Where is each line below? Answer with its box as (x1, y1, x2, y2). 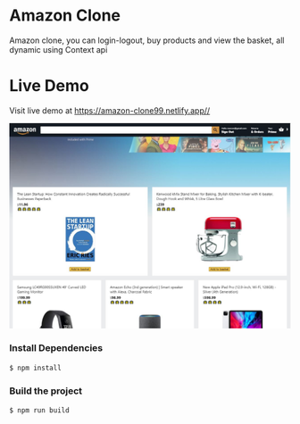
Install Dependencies (9, 342, 104, 354)
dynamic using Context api (9, 44, 108, 54)
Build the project (9, 385, 83, 397)
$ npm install (9, 363, 62, 372)
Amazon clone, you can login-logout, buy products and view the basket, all (9, 35, 285, 46)
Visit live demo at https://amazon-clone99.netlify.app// (9, 104, 211, 116)
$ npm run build (9, 406, 70, 415)
